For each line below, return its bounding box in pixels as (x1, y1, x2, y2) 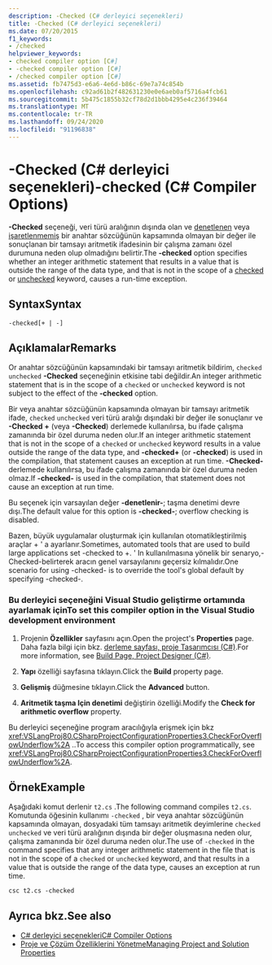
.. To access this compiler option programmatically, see (72, 740, 255, 749)
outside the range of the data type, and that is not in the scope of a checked (8, 265, 265, 275)
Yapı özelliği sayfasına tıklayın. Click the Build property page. (20, 666, 224, 676)
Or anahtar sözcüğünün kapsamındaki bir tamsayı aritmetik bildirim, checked (8, 363, 262, 373)
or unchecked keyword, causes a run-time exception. (8, 273, 188, 283)
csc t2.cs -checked (8, 887, 75, 895)
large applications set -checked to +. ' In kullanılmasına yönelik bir (8, 548, 230, 558)
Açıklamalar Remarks (8, 341, 116, 355)
